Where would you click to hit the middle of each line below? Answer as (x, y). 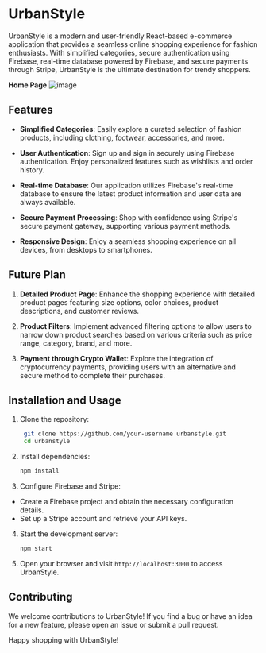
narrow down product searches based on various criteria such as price (136, 334)
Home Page (28, 85)
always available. (48, 202)
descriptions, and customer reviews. (79, 311)
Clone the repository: (54, 419)
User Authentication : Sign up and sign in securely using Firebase (127, 153)
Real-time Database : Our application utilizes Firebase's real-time (126, 185)
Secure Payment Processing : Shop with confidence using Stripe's (129, 217)
